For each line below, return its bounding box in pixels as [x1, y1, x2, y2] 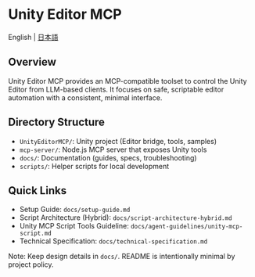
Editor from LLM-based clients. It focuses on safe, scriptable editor [8, 85, 224, 94]
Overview [8, 56, 57, 69]
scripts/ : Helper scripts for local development [19, 161, 170, 171]
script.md [19, 229, 52, 238]
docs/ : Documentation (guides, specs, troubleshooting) [19, 153, 197, 162]
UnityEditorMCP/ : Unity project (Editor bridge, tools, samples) [19, 136, 217, 146]
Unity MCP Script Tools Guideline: [19, 221, 129, 231]
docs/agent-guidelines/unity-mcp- [130, 223, 243, 231]
